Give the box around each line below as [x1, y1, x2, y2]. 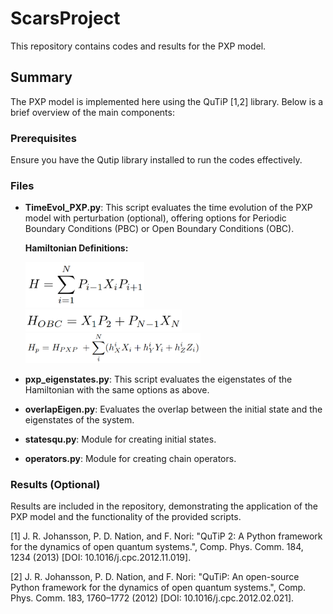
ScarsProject [10, 7, 121, 30]
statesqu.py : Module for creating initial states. [24, 433, 217, 445]
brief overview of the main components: [10, 106, 175, 118]
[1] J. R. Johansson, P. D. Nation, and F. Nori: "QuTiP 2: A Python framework [10, 530, 323, 542]
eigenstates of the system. [24, 413, 135, 426]
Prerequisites [10, 131, 77, 145]
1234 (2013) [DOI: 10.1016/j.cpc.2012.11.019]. [10, 552, 192, 564]
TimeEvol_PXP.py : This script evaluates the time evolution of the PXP [24, 202, 313, 214]
